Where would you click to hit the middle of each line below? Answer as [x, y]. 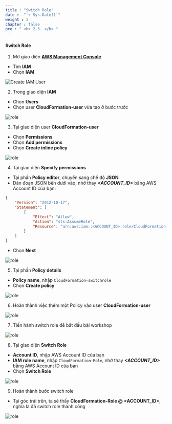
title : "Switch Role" [29, 10]
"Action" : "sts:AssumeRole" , [64, 221]
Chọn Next [24, 251]
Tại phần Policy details [37, 270]
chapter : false [23, 24]
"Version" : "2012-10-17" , [42, 203]
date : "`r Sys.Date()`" [33, 15]
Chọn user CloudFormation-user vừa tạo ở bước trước [70, 107]
